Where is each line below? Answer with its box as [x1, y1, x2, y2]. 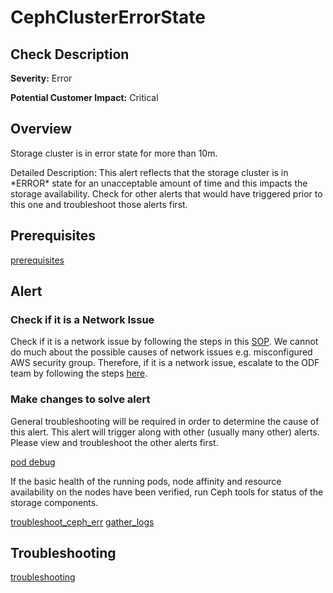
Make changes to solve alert [10, 392, 151, 406]
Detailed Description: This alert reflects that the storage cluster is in [10, 166, 289, 178]
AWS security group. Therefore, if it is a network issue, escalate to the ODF [10, 357, 320, 369]
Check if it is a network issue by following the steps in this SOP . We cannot [10, 336, 319, 348]
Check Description [10, 46, 130, 63]
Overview [10, 121, 73, 138]
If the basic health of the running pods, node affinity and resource [10, 475, 282, 487]
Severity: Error [10, 72, 73, 84]
